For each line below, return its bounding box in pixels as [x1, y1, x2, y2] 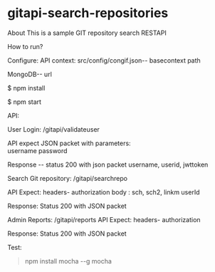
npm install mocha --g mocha [24, 256, 112, 265]
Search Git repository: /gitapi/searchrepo [7, 174, 128, 182]
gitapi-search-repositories [7, 5, 169, 21]
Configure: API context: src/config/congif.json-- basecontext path [7, 56, 201, 65]
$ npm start [7, 98, 41, 106]
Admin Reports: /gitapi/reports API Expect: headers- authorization [7, 215, 201, 224]
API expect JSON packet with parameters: [7, 139, 131, 147]
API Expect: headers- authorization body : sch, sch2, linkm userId [7, 187, 200, 197]
